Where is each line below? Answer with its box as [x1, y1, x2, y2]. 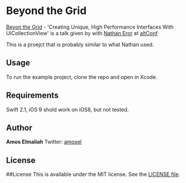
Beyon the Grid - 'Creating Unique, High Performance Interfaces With [6, 23, 174, 30]
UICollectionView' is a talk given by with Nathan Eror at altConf [6, 29, 158, 36]
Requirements [6, 91, 59, 101]
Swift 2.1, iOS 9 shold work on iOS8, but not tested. [6, 106, 129, 113]
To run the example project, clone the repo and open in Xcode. [6, 73, 157, 80]
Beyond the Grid [6, 4, 87, 18]
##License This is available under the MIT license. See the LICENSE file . [6, 171, 180, 178]
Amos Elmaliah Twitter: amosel [6, 139, 82, 146]
